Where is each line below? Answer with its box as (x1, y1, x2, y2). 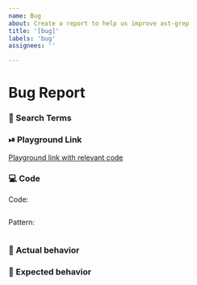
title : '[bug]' (8, 27, 60, 35)
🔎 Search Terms (8, 112, 72, 124)
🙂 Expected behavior (8, 266, 91, 277)
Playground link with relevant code (8, 153, 124, 162)
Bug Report (8, 84, 86, 102)
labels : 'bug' (8, 34, 57, 43)
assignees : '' (8, 42, 57, 50)
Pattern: (8, 217, 35, 227)
